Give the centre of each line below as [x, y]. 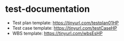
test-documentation [48, 9]
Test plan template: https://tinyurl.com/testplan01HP [65, 23]
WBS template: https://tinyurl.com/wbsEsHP [57, 33]
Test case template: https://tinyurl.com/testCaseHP [65, 28]
